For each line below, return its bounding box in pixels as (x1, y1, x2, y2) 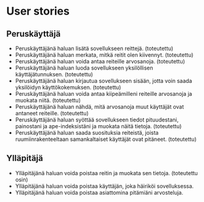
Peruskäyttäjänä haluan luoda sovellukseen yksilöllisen (15, 64, 154, 71)
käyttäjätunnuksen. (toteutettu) (15, 71, 93, 78)
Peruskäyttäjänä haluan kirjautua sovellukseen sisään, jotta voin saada (15, 78, 192, 84)
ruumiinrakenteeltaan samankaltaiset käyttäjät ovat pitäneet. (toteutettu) (15, 135, 197, 143)
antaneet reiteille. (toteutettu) (15, 110, 89, 117)
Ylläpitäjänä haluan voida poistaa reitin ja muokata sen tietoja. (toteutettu (15, 169, 199, 176)
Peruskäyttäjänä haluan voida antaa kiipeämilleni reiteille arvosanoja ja (15, 90, 192, 97)
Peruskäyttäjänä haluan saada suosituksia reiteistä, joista (15, 129, 159, 136)
